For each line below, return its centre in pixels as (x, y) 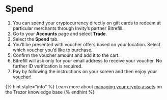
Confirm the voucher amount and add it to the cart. (66, 55)
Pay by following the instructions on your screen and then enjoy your (85, 71)
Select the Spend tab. (35, 39)
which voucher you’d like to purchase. (52, 50)
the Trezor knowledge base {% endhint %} (50, 92)
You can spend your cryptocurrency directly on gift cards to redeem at (87, 23)
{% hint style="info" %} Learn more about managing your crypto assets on (84, 86)
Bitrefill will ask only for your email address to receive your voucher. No (87, 60)
